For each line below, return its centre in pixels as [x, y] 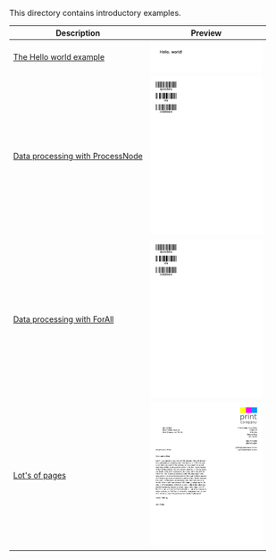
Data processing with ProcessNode [78, 157]
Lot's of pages [40, 475]
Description [78, 33]
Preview [206, 33]
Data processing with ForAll [63, 319]
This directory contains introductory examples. [95, 13]
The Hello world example [59, 57]
